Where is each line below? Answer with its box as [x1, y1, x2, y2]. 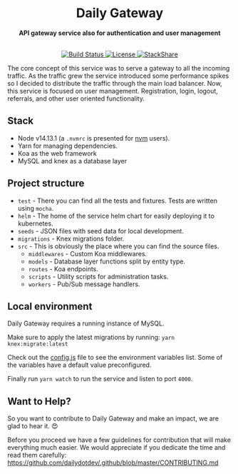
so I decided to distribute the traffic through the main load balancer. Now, [7, 79, 222, 87]
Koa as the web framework [17, 148, 98, 158]
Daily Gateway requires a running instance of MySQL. [7, 319, 165, 328]
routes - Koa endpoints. [28, 264, 98, 273]
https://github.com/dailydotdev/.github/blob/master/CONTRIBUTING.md [7, 458, 219, 467]
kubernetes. [17, 219, 53, 228]
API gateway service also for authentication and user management [19, 29, 221, 37]
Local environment [7, 300, 93, 312]
